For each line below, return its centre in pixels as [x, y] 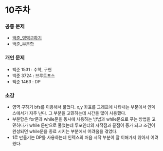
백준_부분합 [23, 44]
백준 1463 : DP [26, 81]
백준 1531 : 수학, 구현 [32, 69]
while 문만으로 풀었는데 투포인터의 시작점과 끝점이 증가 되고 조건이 [92, 125]
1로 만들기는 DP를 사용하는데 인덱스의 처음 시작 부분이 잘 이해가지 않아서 [81, 137]
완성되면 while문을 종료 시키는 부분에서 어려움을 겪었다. [65, 132]
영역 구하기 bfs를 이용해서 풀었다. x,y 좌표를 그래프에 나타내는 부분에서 [79, 107]
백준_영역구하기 [27, 38]
